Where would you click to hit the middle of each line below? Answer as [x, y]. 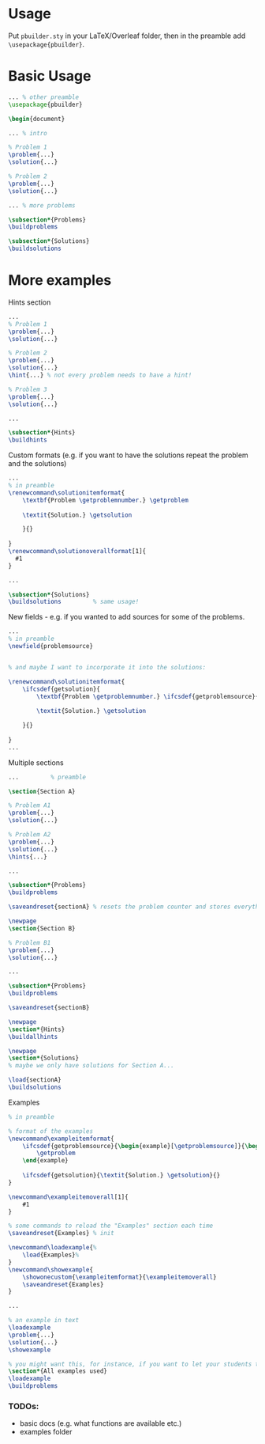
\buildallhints [33, 1037]
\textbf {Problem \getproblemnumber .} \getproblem [106, 500]
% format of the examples [50, 1131]
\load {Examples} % [51, 1255]
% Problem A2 [30, 835]
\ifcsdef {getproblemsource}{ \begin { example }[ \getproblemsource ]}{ [134, 1146]
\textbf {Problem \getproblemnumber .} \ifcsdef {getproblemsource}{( [149, 696]
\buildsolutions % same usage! [74, 602]
